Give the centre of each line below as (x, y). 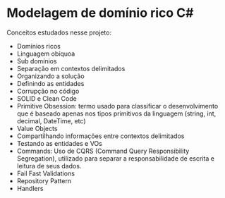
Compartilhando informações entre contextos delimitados (101, 136)
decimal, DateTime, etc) (51, 120)
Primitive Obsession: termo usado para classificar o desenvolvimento (117, 106)
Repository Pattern (44, 180)
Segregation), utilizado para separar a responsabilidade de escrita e (115, 158)
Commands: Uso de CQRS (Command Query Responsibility (103, 151)
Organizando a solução (51, 76)
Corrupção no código (48, 91)
